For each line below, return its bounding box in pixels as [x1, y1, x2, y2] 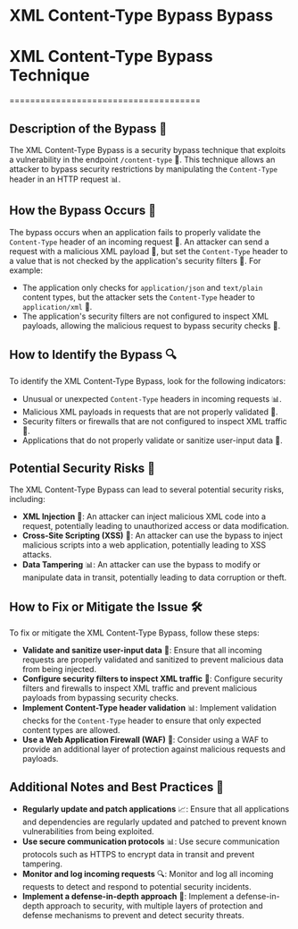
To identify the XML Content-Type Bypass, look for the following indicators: [9, 375, 286, 386]
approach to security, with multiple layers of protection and [46, 900, 263, 911]
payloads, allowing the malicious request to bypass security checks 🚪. [21, 320, 281, 331]
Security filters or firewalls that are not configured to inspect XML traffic [21, 415, 287, 426]
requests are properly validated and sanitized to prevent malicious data [21, 654, 284, 665]
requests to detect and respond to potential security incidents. [21, 882, 252, 891]
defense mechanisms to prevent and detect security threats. [21, 910, 244, 920]
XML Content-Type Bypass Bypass [9, 5, 274, 26]
